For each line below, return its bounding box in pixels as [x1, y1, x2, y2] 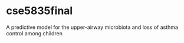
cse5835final [6, 4, 73, 18]
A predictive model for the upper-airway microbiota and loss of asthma [6, 24, 179, 31]
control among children [6, 29, 63, 37]
